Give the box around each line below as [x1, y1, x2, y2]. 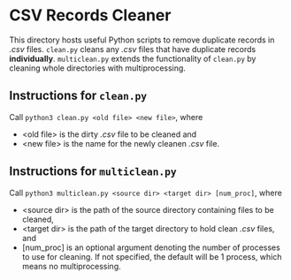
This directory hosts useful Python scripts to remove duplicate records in [9, 34, 275, 45]
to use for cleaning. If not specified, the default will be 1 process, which [21, 251, 282, 261]
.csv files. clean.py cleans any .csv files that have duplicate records [9, 43, 257, 54]
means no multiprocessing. [21, 261, 121, 271]
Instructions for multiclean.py [9, 164, 177, 179]
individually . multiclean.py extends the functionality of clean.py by [9, 53, 257, 64]
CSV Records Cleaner [9, 5, 172, 26]
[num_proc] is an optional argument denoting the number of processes [21, 242, 280, 253]
